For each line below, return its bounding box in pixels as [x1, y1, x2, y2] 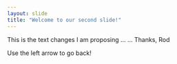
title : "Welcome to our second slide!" [7, 17, 122, 23]
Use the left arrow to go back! [7, 49, 92, 57]
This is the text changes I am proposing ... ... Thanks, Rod [7, 35, 170, 43]
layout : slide [7, 10, 48, 17]
